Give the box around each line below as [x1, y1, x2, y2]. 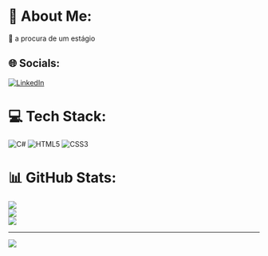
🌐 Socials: [8, 57, 61, 70]
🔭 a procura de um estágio [8, 33, 96, 43]
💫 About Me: [8, 7, 93, 26]
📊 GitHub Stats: [8, 168, 117, 187]
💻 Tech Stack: [8, 107, 107, 125]
